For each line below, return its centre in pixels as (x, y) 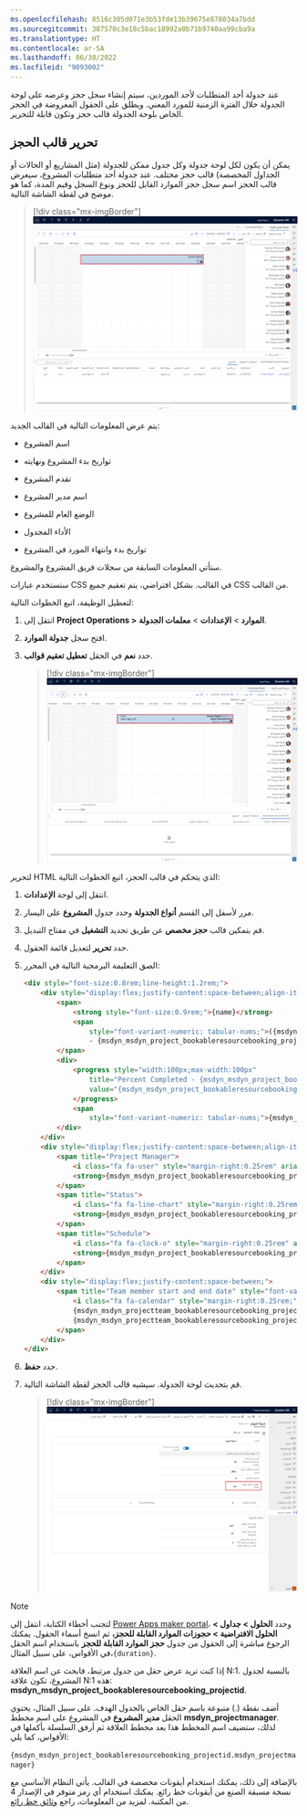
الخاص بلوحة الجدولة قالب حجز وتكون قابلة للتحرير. (97, 114)
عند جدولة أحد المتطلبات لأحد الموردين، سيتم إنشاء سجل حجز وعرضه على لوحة (145, 94)
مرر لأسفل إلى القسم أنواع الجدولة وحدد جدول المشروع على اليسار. (138, 912)
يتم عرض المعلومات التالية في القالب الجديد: (85, 425)
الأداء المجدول (47, 531)
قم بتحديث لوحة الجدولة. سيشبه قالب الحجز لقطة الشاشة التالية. (133, 1384)
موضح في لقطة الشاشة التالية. (62, 194)
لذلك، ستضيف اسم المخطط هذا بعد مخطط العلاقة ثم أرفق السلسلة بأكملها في (143, 1727)
